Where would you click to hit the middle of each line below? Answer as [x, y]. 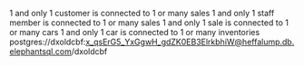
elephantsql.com [41, 52]
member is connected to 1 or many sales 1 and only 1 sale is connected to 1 [149, 23]
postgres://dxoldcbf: [48, 42]
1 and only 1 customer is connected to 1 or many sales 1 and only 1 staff [142, 13]
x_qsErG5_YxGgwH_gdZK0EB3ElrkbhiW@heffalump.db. [190, 42]
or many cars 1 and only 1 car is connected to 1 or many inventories [135, 32]
